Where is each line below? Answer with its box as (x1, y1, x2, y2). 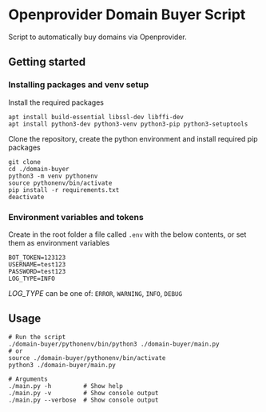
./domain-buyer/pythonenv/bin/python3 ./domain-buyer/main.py (8, 340, 220, 348)
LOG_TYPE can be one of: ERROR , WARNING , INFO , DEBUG (8, 288, 182, 298)
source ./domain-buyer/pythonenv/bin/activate (8, 354, 166, 362)
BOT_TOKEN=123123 (8, 254, 66, 262)
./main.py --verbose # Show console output (8, 396, 159, 404)
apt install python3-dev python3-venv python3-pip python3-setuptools (8, 120, 248, 128)
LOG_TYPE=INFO (8, 274, 56, 282)
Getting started (8, 55, 86, 69)
